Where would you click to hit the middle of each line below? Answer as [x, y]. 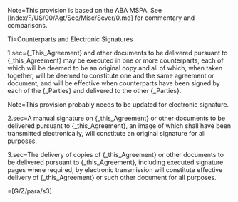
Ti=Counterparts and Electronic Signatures [70, 39]
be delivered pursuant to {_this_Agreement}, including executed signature [115, 162]
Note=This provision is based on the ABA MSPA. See [85, 10]
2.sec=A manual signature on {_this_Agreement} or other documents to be [117, 118]
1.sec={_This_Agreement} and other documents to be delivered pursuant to [118, 53]
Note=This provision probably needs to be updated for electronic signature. [118, 105]
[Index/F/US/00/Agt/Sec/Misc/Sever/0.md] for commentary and [101, 18]
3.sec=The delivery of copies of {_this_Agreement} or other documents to [116, 155]
